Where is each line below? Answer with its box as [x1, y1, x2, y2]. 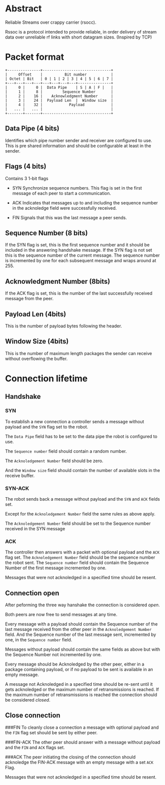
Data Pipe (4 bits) [5, 124, 60, 133]
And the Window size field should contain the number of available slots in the [5, 467, 160, 473]
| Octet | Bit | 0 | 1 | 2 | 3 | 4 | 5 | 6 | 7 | [5, 76, 113, 81]
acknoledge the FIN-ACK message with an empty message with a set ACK [5, 759, 154, 765]
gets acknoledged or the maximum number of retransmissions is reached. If [5, 687, 159, 693]
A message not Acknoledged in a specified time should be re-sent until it [5, 681, 153, 687]
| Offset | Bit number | [5, 72, 113, 77]
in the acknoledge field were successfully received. [12, 205, 117, 211]
